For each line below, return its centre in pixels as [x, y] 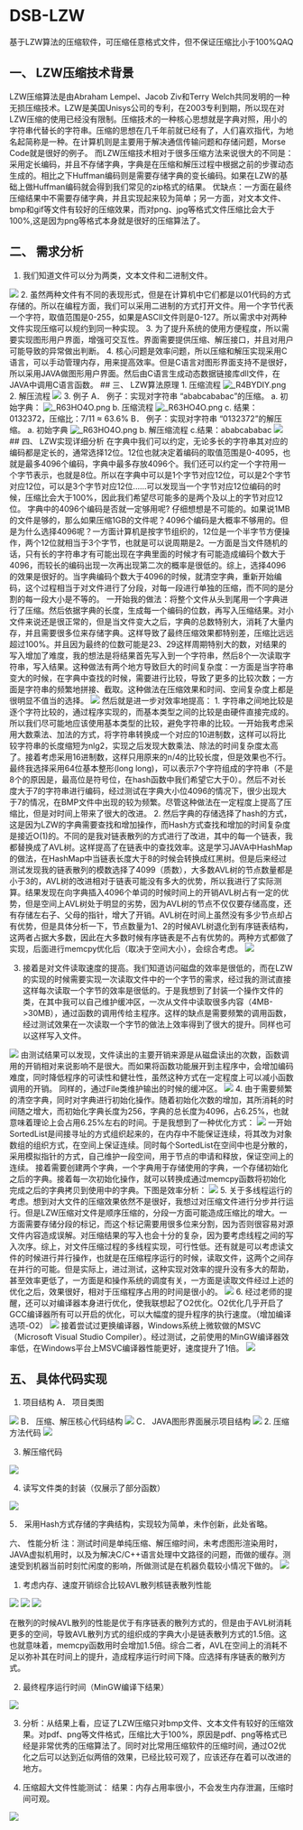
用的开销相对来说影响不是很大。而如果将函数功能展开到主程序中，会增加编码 [151, 1066]
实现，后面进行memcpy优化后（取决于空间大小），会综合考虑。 [126, 948]
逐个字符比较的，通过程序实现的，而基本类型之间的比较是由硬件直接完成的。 [151, 712]
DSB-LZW [47, 16]
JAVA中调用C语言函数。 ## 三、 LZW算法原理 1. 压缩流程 [115, 384]
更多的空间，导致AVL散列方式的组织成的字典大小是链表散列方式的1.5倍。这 [148, 1634]
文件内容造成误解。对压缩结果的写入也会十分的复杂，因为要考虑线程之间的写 [151, 1235]
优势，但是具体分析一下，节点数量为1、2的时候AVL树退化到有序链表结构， [155, 926]
